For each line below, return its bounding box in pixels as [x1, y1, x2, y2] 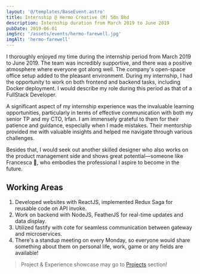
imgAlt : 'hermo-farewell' [6, 36, 70, 42]
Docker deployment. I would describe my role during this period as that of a [6, 85, 192, 92]
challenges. [6, 135, 35, 141]
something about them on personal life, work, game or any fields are [14, 243, 183, 250]
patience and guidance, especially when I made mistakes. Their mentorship [6, 122, 192, 129]
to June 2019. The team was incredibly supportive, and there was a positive [6, 59, 192, 66]
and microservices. [14, 230, 63, 237]
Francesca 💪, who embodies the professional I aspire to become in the [6, 159, 180, 166]
